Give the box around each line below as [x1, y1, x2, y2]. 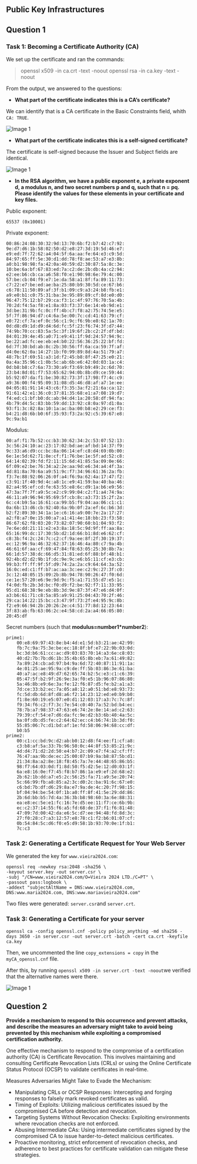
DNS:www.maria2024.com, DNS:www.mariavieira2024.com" [6, 890, 141, 896]
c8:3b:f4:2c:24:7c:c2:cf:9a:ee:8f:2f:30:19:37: [6, 536, 125, 542]
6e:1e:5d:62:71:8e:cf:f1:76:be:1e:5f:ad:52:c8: [6, 453, 125, 459]
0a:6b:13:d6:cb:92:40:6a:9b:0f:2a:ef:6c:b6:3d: [6, 505, 125, 511]
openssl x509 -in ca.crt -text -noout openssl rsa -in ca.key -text [20, 67, 176, 74]
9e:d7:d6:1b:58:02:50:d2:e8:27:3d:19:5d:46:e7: [6, 246, 125, 252]
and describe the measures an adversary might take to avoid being [6, 1023, 173, 1030]
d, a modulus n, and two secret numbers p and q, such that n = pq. [14, 184, 179, 191]
